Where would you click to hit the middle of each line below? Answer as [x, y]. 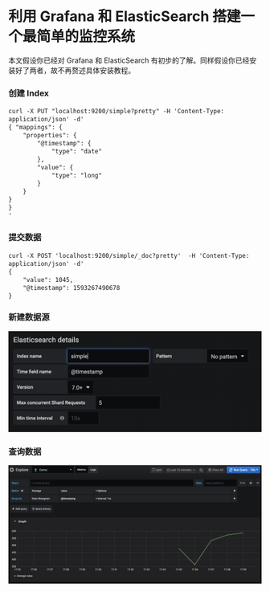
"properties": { [50, 136]
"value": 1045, [48, 280]
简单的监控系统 [86, 37]
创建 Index [29, 93]
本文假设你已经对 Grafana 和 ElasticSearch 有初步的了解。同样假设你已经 [129, 60]
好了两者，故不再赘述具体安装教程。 [75, 70]
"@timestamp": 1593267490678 [72, 288]
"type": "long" [77, 176]
